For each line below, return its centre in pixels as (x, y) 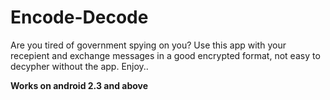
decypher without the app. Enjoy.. (79, 66)
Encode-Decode (79, 17)
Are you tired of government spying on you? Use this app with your (148, 45)
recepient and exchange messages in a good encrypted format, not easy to (165, 55)
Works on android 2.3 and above (79, 85)
